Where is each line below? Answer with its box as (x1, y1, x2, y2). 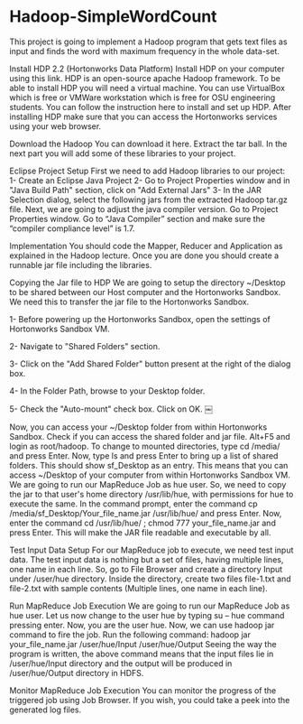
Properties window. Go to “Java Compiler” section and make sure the (9, 213, 266, 224)
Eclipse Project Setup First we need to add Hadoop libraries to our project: (9, 165, 286, 176)
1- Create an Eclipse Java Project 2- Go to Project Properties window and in (9, 174, 290, 186)
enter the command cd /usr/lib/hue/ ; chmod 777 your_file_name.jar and (9, 517, 277, 528)
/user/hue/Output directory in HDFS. (9, 667, 144, 678)
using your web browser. (9, 120, 102, 132)
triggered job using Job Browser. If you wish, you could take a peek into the (9, 694, 290, 705)
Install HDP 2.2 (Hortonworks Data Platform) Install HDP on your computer (9, 63, 285, 74)
